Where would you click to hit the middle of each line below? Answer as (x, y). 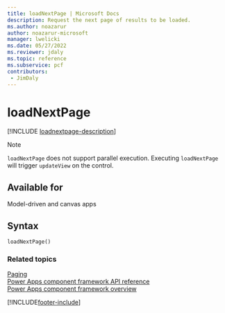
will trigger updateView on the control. (60, 166)
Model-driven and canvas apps (52, 204)
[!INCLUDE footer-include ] (44, 303)
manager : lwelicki (34, 39)
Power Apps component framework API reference (78, 282)
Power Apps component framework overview (72, 289)
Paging (17, 274)
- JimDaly (24, 78)
